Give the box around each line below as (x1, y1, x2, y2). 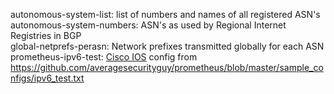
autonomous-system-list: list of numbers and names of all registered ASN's (10, 9, 321, 20)
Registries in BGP (10, 30, 82, 41)
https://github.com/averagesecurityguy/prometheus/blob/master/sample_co (10, 62, 324, 73)
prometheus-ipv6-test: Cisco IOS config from (10, 51, 198, 63)
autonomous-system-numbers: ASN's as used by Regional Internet (10, 19, 287, 31)
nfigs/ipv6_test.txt (10, 72, 85, 84)
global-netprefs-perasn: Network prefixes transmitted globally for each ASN (10, 40, 325, 52)
